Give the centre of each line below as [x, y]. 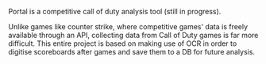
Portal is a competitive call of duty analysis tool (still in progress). [115, 11]
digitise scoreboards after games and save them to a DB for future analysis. [132, 52]
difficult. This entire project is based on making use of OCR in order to [123, 43]
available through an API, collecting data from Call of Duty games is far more [133, 35]
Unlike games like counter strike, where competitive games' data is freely [128, 26]
